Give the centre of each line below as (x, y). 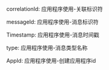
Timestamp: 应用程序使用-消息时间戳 (53, 35)
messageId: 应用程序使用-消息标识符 (53, 22)
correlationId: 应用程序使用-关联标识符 (55, 9)
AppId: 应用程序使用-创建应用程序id (51, 61)
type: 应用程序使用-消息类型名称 (47, 48)
